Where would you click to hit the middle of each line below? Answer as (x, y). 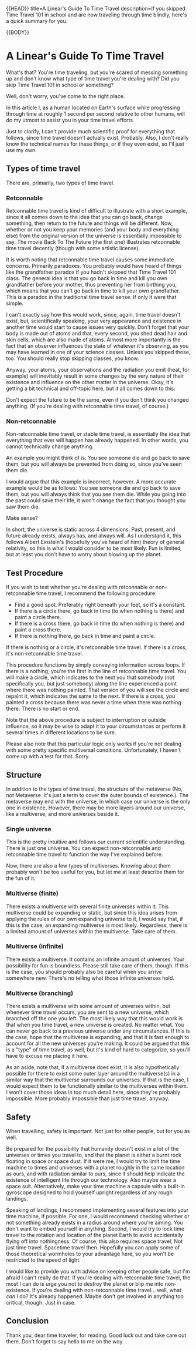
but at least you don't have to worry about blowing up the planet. (84, 554)
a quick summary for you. (37, 21)
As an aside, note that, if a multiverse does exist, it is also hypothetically (93, 1067)
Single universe (29, 829)
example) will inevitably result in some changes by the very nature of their (95, 376)
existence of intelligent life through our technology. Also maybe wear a (91, 1179)
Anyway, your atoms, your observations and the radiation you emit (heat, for (98, 370)
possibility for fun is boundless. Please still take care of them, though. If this (97, 965)
